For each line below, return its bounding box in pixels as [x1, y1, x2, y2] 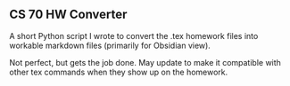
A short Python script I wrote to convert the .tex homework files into [9, 30, 259, 41]
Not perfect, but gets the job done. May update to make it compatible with [9, 57, 281, 67]
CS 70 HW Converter [9, 7, 128, 22]
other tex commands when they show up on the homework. [9, 66, 228, 77]
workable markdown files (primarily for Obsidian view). [9, 40, 211, 51]
